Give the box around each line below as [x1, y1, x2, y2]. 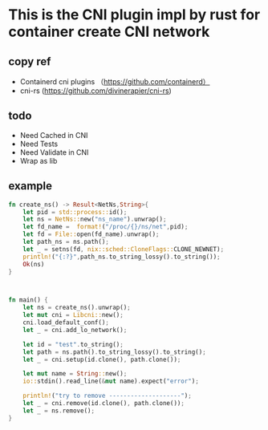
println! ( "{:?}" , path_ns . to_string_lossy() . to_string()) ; [22, 253, 221, 261]
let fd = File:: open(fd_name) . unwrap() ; [22, 230, 160, 238]
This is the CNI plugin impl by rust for [8, 6, 261, 24]
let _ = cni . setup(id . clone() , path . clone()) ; [22, 355, 181, 363]
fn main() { [8, 296, 48, 304]
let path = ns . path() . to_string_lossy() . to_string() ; [22, 347, 206, 356]
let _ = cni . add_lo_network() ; [22, 326, 128, 334]
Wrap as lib [19, 156, 58, 165]
